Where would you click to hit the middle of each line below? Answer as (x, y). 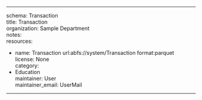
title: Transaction (27, 22)
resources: (20, 41)
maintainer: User (35, 78)
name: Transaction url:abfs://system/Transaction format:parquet (94, 53)
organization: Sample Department (48, 28)
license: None (32, 59)
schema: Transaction (32, 15)
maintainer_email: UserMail (48, 85)
